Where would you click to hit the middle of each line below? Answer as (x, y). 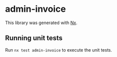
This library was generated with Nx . (41, 23)
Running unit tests (34, 38)
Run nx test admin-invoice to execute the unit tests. (58, 50)
